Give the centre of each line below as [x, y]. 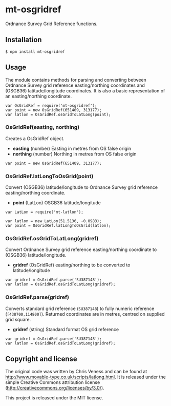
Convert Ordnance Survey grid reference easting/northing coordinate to [81, 249]
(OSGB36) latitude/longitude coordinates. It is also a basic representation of [85, 90]
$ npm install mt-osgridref [35, 52]
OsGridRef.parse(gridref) [37, 297]
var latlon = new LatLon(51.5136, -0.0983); [54, 221]
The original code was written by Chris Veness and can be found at [76, 371]
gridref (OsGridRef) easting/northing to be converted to [71, 265]
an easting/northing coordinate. [39, 96]
